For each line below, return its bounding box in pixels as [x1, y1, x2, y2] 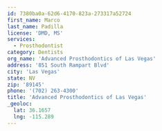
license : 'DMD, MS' [7, 29, 64, 37]
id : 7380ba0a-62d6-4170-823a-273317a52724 [7, 10, 132, 17]
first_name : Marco [7, 17, 60, 24]
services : [7, 36, 36, 43]
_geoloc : [7, 101, 33, 107]
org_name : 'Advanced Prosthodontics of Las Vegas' [7, 55, 156, 62]
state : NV [7, 74, 36, 82]
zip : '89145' [7, 81, 45, 88]
